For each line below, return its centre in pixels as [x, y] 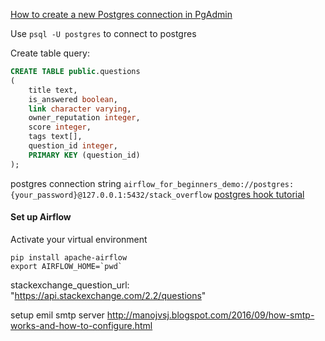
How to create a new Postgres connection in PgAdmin [121, 14]
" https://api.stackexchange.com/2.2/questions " [108, 295]
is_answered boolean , [73, 99]
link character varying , [80, 109]
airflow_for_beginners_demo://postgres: [209, 184]
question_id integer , [73, 146]
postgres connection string [66, 183]
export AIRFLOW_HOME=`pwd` [66, 266]
